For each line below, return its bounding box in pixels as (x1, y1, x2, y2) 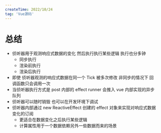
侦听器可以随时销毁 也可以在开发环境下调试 (12, 99, 98, 105)
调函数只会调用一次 (12, 80, 51, 87)
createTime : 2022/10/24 (5, 7, 53, 12)
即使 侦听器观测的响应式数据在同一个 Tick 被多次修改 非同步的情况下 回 (12, 75, 154, 80)
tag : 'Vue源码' (5, 12, 34, 16)
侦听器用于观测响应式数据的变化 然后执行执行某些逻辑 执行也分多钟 (12, 51, 146, 56)
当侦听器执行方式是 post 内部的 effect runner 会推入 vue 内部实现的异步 (12, 87, 155, 93)
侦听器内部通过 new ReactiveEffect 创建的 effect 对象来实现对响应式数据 (12, 105, 156, 111)
